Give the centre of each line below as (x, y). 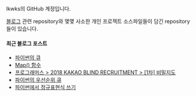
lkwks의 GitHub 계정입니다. (39, 9)
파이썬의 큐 (28, 57)
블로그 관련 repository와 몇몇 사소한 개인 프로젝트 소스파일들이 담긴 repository (98, 21)
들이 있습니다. (22, 29)
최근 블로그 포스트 (27, 43)
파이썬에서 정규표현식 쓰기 (45, 87)
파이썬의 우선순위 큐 (38, 80)
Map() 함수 (28, 65)
